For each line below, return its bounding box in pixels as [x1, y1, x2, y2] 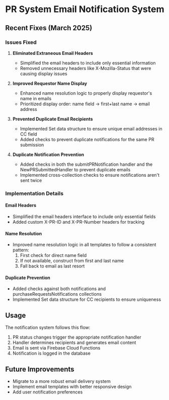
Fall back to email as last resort [20, 263, 85, 269]
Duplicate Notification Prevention [12, 151, 84, 157]
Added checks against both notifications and [12, 286, 106, 292]
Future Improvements [5, 365, 75, 373]
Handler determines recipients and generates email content [12, 340, 136, 346]
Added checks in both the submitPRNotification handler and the [20, 161, 153, 167]
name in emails [20, 95, 52, 101]
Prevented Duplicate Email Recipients [12, 116, 93, 122]
